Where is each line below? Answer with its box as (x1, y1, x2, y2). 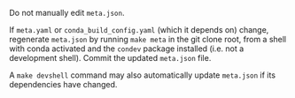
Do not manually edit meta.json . (9, 8, 125, 18)
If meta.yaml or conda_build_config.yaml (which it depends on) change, (9, 25, 269, 34)
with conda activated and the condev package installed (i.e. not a (9, 43, 245, 54)
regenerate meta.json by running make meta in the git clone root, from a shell (9, 34, 287, 44)
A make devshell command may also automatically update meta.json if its (9, 70, 276, 80)
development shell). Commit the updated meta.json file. (9, 53, 212, 63)
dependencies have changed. (9, 79, 118, 89)
